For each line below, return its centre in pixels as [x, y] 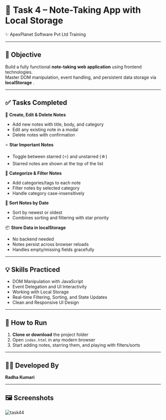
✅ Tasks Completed [36, 103]
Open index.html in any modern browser [54, 340]
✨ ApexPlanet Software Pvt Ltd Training [46, 34]
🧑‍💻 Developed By [32, 365]
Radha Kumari [20, 377]
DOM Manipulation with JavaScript [47, 281]
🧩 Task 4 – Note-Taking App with [73, 10]
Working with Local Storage [41, 292]
